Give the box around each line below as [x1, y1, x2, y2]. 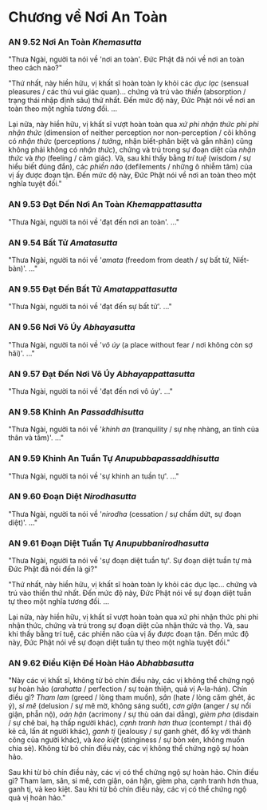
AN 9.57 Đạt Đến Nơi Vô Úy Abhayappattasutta [8, 368, 195, 379]
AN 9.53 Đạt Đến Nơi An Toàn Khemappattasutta [8, 199, 202, 210]
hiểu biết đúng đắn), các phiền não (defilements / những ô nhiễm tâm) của [8, 162, 253, 172]
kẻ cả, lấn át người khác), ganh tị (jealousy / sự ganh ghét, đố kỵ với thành [8, 727, 252, 737]
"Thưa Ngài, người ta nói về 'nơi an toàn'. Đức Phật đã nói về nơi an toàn [8, 54, 245, 64]
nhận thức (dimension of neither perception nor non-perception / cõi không [8, 128, 257, 137]
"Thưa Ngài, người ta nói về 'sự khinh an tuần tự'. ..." [8, 471, 179, 481]
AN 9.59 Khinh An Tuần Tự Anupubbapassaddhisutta [8, 453, 220, 464]
